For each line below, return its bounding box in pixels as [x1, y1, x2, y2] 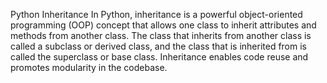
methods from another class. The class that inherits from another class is [10, 30, 312, 41]
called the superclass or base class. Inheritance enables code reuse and [10, 51, 309, 63]
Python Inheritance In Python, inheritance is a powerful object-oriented [10, 9, 303, 20]
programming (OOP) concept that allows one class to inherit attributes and [10, 19, 317, 31]
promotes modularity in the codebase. [10, 62, 168, 73]
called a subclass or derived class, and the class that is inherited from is [10, 40, 307, 52]
